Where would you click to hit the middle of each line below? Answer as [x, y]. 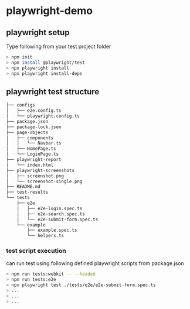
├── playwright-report [34, 160]
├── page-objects [27, 132]
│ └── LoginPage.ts [33, 154]
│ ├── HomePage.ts [31, 149]
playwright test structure [53, 92]
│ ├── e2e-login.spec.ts [50, 208]
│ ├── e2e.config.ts [34, 111]
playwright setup [38, 32]
